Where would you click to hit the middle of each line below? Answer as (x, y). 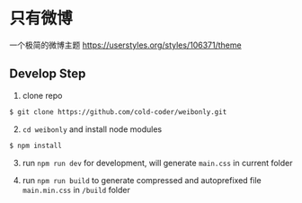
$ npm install (36, 146)
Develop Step (48, 74)
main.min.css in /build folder (76, 190)
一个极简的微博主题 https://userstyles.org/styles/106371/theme (125, 45)
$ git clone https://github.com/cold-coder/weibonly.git (118, 112)
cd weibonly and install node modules (92, 129)
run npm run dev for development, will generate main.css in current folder (158, 163)
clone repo (42, 95)
